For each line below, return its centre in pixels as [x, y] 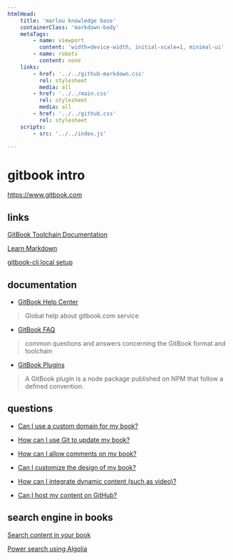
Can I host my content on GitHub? [67, 495]
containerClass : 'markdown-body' [70, 27]
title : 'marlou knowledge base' [68, 21]
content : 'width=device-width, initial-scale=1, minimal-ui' [131, 47]
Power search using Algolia [47, 549]
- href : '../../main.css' [72, 94]
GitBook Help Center [48, 301]
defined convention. [54, 386]
